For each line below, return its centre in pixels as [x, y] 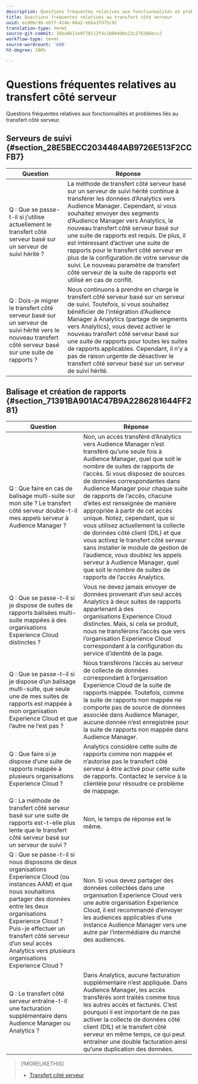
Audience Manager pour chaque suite [136, 489]
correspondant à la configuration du [133, 646]
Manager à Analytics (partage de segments [127, 319]
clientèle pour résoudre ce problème [134, 783]
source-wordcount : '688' [37, 45]
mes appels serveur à [39, 518]
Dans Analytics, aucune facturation [132, 975]
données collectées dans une [124, 888]
